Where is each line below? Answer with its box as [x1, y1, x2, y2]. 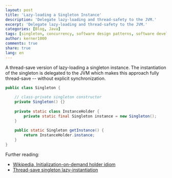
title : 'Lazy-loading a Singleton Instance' [5, 12, 102, 17]
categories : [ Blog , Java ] [5, 27, 60, 32]
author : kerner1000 [5, 36, 47, 41]
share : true [5, 46, 31, 51]
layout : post [5, 7, 33, 13]
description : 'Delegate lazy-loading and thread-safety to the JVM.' [5, 17, 157, 22]
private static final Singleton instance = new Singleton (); [24, 114, 157, 119]
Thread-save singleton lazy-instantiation [12, 167, 98, 173]
